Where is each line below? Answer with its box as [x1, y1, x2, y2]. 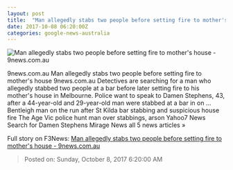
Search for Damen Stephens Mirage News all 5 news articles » [7, 121, 186, 129]
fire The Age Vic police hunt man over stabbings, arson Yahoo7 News [7, 114, 206, 122]
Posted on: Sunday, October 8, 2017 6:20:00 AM [24, 155, 163, 164]
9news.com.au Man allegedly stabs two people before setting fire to [7, 69, 202, 78]
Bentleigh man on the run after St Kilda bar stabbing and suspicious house [7, 106, 220, 114]
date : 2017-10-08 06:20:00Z [7, 23, 89, 30]
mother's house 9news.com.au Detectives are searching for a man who [7, 77, 212, 85]
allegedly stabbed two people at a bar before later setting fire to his [7, 84, 200, 92]
